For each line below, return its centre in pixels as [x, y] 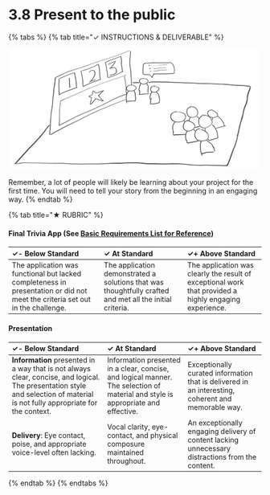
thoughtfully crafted [137, 290]
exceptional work [216, 282]
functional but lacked [47, 273]
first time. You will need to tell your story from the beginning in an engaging [133, 190]
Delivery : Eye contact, [49, 436]
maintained [126, 452]
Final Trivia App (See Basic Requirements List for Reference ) [111, 233]
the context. [31, 411]
